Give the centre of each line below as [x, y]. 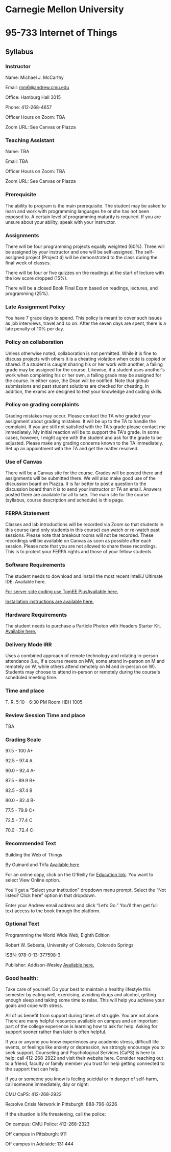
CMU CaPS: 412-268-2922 [34, 1094]
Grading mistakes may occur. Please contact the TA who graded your [78, 415]
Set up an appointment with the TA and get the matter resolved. [72, 448]
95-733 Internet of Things [61, 33]
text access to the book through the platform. [53, 911]
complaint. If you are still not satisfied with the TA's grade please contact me [86, 427]
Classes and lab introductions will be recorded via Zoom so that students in [84, 525]
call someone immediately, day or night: [47, 1084]
